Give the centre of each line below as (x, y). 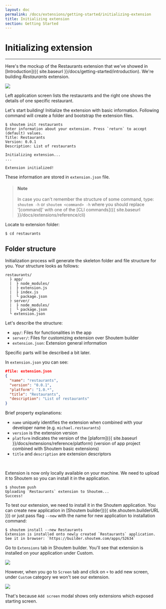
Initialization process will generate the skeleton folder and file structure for (81, 261)
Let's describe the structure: (34, 323)
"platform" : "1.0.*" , (32, 390)
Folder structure (31, 249)
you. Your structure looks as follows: (42, 266)
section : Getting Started (32, 23)
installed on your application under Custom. (49, 553)
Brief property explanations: (34, 413)
